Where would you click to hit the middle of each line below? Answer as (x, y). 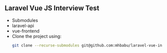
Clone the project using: (37, 36)
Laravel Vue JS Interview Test (52, 8)
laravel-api (23, 25)
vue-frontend (25, 31)
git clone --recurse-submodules (45, 45)
